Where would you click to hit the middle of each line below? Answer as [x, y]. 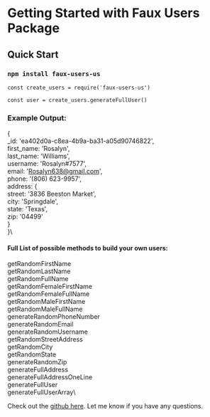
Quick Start [33, 54]
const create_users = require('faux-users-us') [79, 88]
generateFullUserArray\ [42, 392]
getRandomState [32, 354]
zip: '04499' [26, 217]
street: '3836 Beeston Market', [52, 194]
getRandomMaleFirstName [46, 302]
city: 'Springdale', [33, 201]
